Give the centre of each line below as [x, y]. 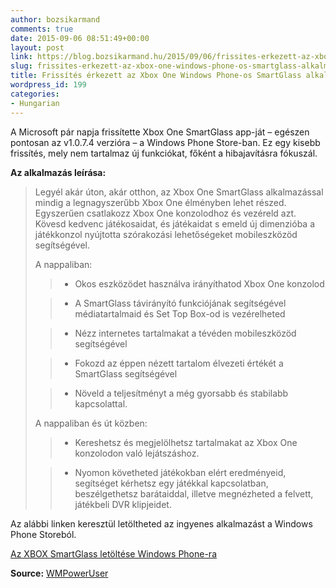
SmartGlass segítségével [126, 373]
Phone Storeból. [43, 534]
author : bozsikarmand [55, 19]
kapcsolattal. [101, 403]
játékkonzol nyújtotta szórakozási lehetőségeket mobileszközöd [166, 234]
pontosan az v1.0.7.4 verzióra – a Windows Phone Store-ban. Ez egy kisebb [165, 142]
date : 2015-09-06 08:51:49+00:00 [80, 38]
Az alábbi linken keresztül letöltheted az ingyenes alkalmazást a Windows [161, 523]
